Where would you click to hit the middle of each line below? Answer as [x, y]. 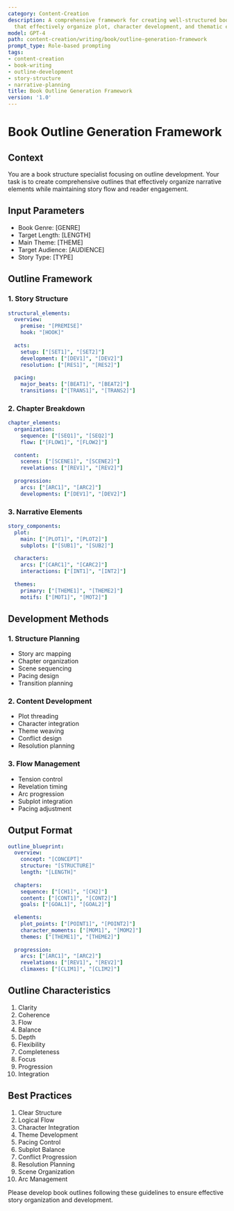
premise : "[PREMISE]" [51, 326]
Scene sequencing [45, 668]
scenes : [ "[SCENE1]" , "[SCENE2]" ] [70, 462]
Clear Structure [40, 1112]
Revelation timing [43, 786]
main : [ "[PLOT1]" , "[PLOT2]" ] [64, 539]
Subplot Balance [41, 1149]
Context [26, 157]
